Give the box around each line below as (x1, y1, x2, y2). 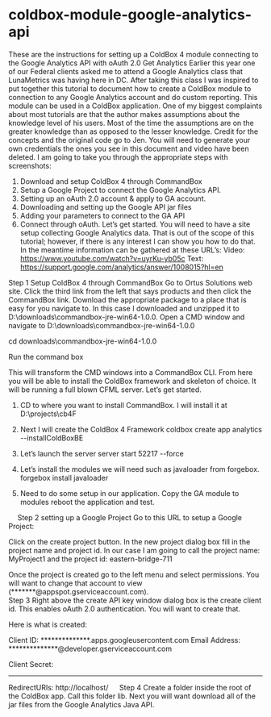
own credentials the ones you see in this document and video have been (8, 144, 249, 153)
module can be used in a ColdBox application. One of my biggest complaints (8, 101, 263, 110)
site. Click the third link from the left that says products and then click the (8, 286, 252, 296)
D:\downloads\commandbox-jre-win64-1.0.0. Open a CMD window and (8, 312, 245, 322)
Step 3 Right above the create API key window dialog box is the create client (8, 595, 262, 605)
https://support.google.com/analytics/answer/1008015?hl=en (19, 262, 223, 272)
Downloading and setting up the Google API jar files (19, 202, 192, 211)
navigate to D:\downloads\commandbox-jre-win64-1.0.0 (8, 320, 195, 330)
